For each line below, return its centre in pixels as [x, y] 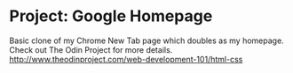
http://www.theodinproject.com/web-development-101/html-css [126, 59]
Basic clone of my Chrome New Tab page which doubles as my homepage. [146, 40]
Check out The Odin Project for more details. [91, 49]
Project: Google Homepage [111, 16]
